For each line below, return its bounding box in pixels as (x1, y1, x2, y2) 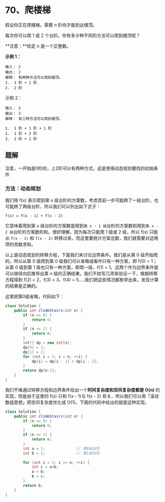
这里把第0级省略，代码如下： (5, 293, 64, 299)
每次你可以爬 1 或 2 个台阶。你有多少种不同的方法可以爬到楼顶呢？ (5, 32, 140, 38)
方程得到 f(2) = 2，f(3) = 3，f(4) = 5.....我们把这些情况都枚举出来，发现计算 (5, 277, 159, 283)
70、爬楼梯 (5, 4, 51, 16)
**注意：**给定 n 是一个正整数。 (5, 43, 71, 49)
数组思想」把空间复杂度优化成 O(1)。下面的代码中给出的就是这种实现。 (5, 399, 150, 405)
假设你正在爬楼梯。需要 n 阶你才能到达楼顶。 (5, 22, 98, 28)
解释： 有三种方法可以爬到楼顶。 (5, 116, 63, 121)
